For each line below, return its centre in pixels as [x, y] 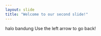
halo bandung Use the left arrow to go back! [50, 28]
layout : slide [20, 10]
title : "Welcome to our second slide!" [47, 14]
